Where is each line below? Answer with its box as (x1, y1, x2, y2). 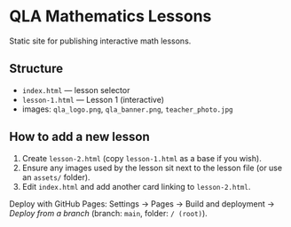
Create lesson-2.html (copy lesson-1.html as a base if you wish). (21, 153, 262, 163)
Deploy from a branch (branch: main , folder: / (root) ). (9, 207, 208, 218)
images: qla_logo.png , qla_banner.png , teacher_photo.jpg (21, 104, 233, 114)
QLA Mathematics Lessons (9, 6, 212, 27)
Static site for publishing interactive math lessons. (9, 35, 192, 46)
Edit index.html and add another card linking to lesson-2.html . (21, 181, 251, 192)
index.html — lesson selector (21, 84, 130, 95)
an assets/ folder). (21, 171, 90, 183)
